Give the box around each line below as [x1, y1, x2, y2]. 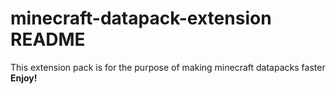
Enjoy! [10, 72, 38, 84]
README [10, 28, 86, 51]
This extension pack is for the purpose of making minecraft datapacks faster [10, 61, 326, 73]
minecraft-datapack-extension [10, 7, 272, 30]
